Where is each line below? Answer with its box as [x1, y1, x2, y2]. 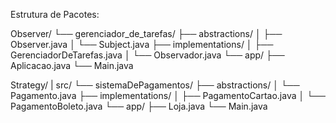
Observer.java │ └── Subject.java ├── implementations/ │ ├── [10, 39, 274, 50]
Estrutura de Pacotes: [10, 9, 100, 20]
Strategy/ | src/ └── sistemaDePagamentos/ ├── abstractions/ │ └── [10, 79, 300, 91]
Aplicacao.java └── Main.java [10, 60, 134, 71]
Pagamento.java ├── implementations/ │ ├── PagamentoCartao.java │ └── [10, 90, 326, 101]
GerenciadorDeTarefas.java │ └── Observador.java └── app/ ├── [10, 49, 285, 61]
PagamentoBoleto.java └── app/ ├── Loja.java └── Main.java [10, 100, 268, 112]
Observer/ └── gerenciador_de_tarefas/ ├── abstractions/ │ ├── [10, 28, 283, 39]
